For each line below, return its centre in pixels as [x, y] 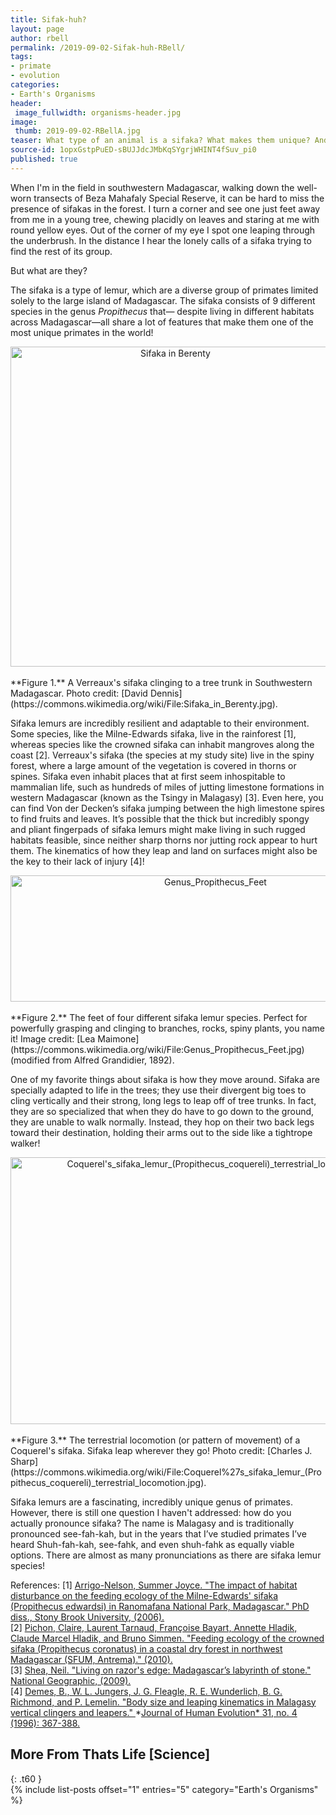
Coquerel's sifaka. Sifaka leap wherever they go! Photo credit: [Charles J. [161, 1450]
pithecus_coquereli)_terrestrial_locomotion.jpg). [108, 1482]
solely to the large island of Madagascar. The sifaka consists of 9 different [163, 300]
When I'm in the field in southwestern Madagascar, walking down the [152, 187]
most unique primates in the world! [82, 332]
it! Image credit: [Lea [53, 1038]
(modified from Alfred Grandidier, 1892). [92, 1060]
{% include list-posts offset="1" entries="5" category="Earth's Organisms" [164, 1789]
